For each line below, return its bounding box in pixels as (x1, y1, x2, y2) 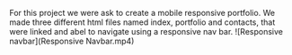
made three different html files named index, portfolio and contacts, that (9, 17, 276, 27)
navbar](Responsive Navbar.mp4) (9, 35, 135, 46)
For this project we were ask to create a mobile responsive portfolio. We (9, 8, 276, 18)
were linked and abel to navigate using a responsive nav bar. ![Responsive (9, 27, 284, 36)
